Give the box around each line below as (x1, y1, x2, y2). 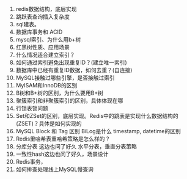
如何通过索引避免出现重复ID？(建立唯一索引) (15, 59, 127, 66)
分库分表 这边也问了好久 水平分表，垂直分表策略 (15, 143, 137, 150)
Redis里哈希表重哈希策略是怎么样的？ (15, 135, 111, 142)
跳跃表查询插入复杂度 (15, 13, 70, 20)
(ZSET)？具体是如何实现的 (15, 120, 82, 127)
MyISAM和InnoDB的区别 (15, 82, 78, 89)
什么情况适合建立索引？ (15, 51, 75, 58)
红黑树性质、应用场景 (15, 43, 70, 51)
